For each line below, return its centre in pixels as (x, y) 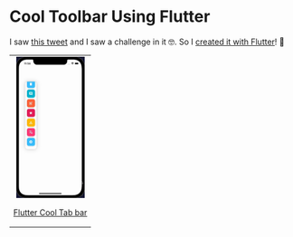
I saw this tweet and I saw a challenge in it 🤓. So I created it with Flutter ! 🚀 (147, 42)
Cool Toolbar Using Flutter (110, 17)
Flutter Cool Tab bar (50, 212)
